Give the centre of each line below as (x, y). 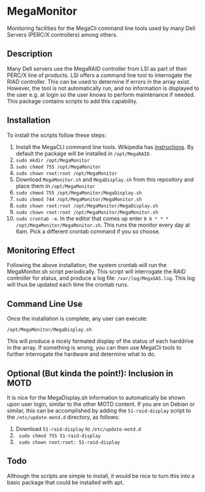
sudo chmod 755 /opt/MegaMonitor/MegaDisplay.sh (79, 193)
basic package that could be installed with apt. (66, 482)
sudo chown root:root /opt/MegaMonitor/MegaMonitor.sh (87, 212)
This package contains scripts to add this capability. (72, 101)
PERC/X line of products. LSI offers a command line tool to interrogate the (99, 75)
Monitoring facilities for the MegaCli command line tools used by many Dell (101, 28)
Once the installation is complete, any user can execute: (77, 318)
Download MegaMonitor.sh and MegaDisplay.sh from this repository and (105, 179)
